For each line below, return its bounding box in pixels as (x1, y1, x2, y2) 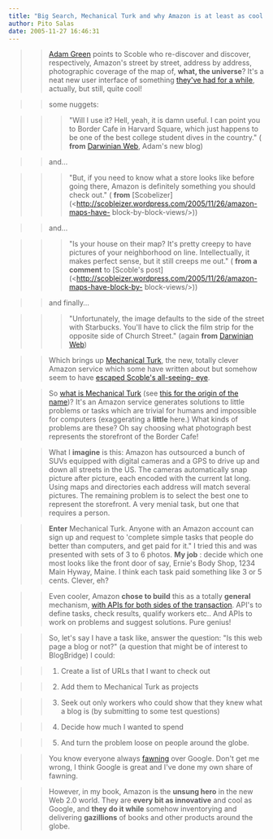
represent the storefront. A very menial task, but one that (48, 500, 240, 509)
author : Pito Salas (8, 20, 75, 28)
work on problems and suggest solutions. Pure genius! (48, 618, 232, 627)
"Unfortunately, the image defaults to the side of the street (68, 314, 265, 324)
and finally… (48, 298, 89, 308)
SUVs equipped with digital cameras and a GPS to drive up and (48, 457, 260, 466)
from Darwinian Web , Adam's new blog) (68, 142, 203, 151)
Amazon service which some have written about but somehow (48, 364, 258, 374)
